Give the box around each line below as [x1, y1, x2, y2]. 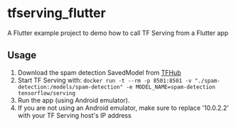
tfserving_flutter [7, 5, 107, 21]
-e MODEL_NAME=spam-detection [126, 83, 215, 91]
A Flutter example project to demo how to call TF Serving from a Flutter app [7, 29, 229, 37]
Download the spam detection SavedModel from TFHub [17, 68, 181, 76]
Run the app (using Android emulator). [17, 96, 130, 104]
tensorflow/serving [17, 89, 76, 97]
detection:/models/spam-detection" [17, 83, 124, 91]
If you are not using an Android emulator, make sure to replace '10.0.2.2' [17, 103, 230, 112]
